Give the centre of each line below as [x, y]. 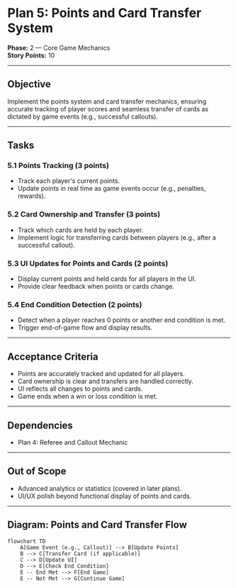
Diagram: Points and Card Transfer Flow [97, 525]
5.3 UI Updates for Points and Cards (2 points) [88, 263]
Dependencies [40, 425]
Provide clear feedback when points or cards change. [96, 287]
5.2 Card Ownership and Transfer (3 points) [84, 214]
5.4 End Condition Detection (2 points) [75, 304]
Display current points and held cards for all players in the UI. [107, 279]
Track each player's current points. [69, 181]
